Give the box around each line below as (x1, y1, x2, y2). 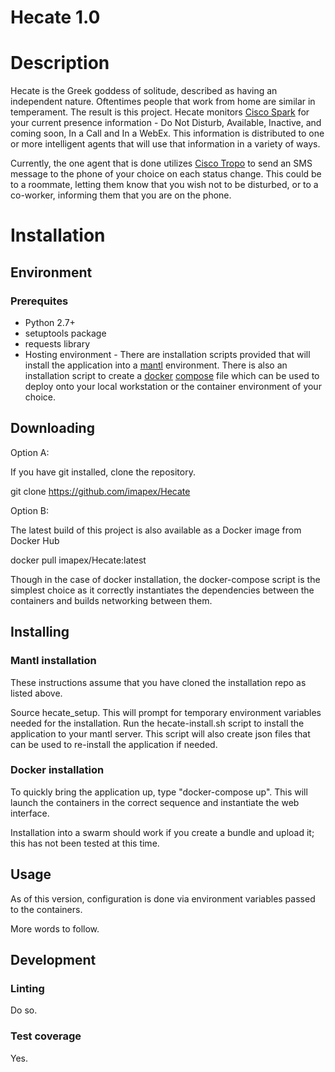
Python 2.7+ (24, 317, 76, 328)
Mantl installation (10, 654, 97, 668)
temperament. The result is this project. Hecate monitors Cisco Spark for (10, 106, 310, 118)
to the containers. (10, 903, 83, 915)
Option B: (10, 504, 50, 516)
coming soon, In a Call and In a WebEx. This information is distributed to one (10, 127, 325, 140)
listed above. (10, 687, 63, 699)
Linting (10, 981, 45, 995)
